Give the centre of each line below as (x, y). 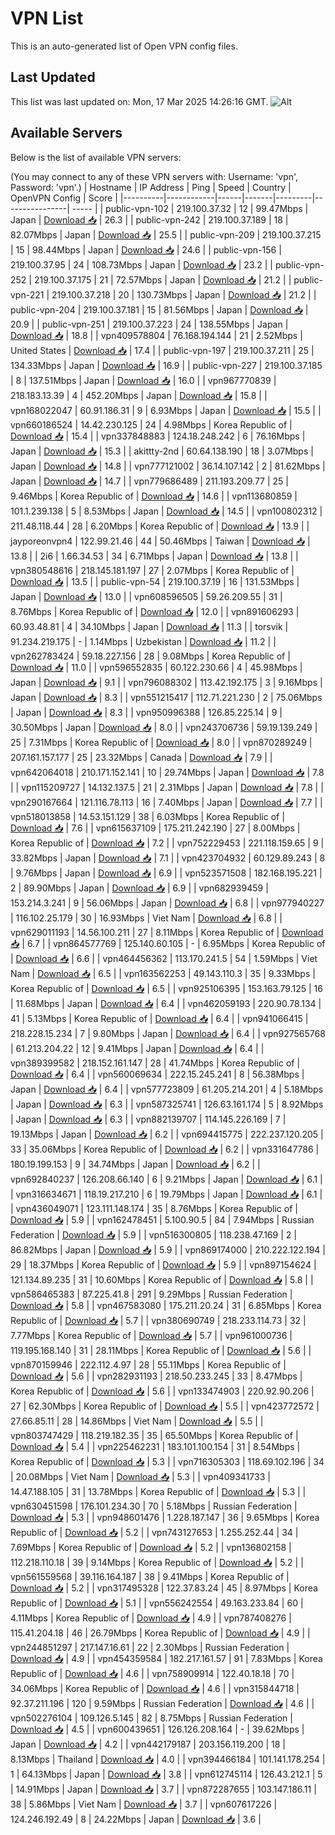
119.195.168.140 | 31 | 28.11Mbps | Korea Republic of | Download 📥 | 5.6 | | (161, 1350)
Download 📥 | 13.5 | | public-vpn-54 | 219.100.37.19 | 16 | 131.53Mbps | (155, 581)
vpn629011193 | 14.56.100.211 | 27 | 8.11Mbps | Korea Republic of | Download (167, 932)
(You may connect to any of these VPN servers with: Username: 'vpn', (154, 176)
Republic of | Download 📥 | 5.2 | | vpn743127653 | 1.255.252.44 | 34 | (154, 1532)
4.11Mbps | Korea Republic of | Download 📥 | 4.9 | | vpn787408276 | (151, 1618)
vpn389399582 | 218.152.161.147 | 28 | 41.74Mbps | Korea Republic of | (155, 1063)
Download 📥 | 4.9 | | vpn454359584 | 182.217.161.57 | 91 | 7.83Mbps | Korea (166, 1658)
